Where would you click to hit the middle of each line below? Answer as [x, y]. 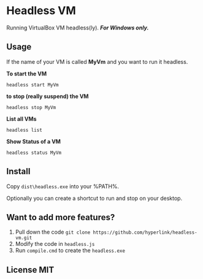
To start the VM [27, 74]
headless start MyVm [33, 85]
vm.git [24, 238]
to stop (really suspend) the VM [48, 96]
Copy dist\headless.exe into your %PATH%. [63, 186]
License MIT [30, 269]
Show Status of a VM [34, 141]
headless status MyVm [34, 153]
